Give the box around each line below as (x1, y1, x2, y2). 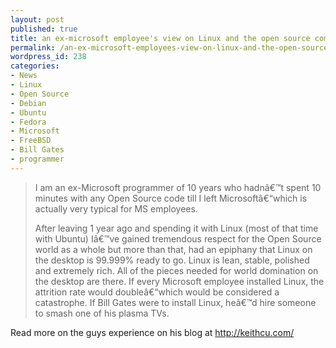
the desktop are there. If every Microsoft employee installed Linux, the (34, 275, 325, 287)
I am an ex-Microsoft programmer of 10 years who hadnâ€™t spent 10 (34, 181, 322, 193)
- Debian (10, 98, 47, 108)
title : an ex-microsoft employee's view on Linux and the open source (10, 33, 311, 43)
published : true (10, 24, 78, 34)
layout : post (10, 14, 65, 25)
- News (10, 71, 38, 81)
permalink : (10, 42, 56, 53)
